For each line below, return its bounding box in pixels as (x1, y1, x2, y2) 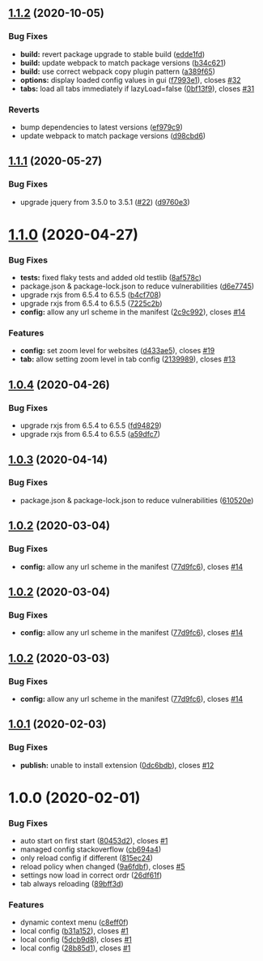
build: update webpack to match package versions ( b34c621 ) (19, 58, 227, 67)
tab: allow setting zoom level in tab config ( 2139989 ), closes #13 (19, 354, 236, 364)
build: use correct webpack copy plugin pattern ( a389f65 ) (19, 66, 216, 76)
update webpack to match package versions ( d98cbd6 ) (19, 130, 206, 140)
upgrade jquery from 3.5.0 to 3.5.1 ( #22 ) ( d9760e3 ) (19, 197, 190, 207)
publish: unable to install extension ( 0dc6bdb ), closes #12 (19, 760, 214, 770)
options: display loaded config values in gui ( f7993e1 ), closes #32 (19, 75, 241, 84)
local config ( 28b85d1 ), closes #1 (19, 943, 131, 953)
